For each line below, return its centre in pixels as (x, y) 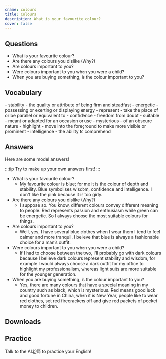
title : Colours (21, 14)
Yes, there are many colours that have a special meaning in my (84, 285)
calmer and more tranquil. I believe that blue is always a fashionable (89, 237)
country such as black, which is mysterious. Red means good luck (87, 290)
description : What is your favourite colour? (53, 19)
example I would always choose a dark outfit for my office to (82, 263)
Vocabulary (24, 93)
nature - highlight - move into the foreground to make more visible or (76, 126)
